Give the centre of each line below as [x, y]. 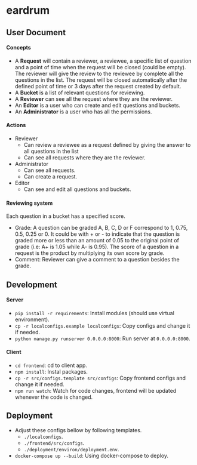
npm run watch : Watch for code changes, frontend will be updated [96, 390]
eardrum [28, 10]
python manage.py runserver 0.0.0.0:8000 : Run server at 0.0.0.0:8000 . [102, 338]
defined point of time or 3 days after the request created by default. [98, 86]
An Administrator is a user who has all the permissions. [83, 112]
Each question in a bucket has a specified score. [66, 216]
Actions [16, 125]
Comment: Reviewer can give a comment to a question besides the [97, 260]
